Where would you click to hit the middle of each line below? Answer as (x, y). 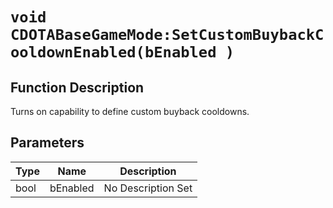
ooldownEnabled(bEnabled (113, 52)
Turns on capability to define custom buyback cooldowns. (130, 111)
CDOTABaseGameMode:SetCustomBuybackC (167, 35)
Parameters (47, 143)
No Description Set (148, 188)
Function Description (77, 87)
